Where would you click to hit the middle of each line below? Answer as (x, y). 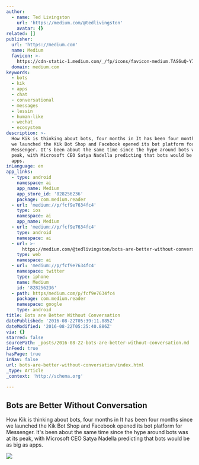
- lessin (22, 111)
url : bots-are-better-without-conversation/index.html (75, 365)
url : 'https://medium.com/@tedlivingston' (70, 23)
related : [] (21, 34)
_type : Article (25, 371)
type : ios (29, 211)
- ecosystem (26, 128)
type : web (29, 255)
